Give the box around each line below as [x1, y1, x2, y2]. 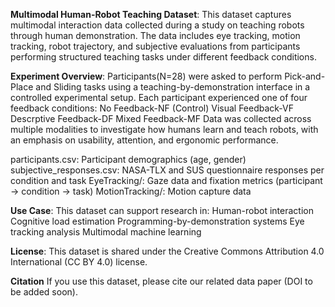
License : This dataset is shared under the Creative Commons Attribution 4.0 [10, 245, 325, 257]
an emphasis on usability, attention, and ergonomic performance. [10, 134, 279, 146]
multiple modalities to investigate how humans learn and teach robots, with [10, 124, 319, 135]
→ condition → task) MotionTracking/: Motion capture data [10, 185, 252, 197]
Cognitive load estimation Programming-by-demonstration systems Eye [10, 215, 305, 227]
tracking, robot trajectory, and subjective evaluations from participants [10, 40, 301, 52]
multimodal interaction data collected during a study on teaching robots [10, 19, 305, 31]
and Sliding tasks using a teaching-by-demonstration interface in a [35, 81, 311, 93]
